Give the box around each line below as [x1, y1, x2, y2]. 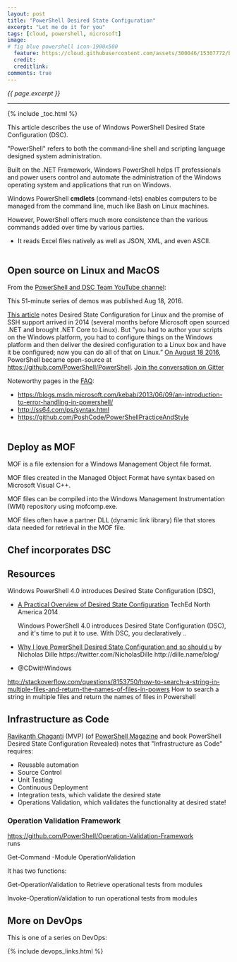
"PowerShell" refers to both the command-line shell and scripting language [7, 144, 226, 153]
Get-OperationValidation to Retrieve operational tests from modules [7, 881, 203, 889]
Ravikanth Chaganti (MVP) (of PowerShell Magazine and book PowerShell [7, 732, 222, 741]
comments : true [7, 69, 52, 76]
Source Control [17, 768, 62, 777]
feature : [13, 50, 39, 57]
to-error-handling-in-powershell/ [17, 398, 114, 406]
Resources [7, 568, 56, 580]
